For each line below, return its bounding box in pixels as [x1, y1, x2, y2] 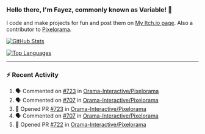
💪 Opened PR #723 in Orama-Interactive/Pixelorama [15, 105, 146, 112]
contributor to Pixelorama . [6, 26, 72, 33]
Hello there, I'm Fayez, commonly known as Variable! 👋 [6, 5, 173, 14]
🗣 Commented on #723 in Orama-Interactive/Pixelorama [15, 87, 159, 94]
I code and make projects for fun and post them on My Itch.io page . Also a [6, 19, 193, 27]
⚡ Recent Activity [6, 71, 59, 79]
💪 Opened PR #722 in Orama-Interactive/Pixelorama [15, 121, 146, 128]
